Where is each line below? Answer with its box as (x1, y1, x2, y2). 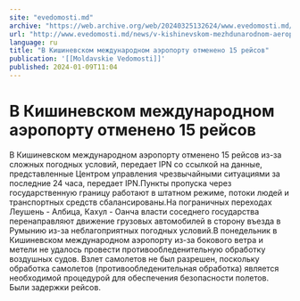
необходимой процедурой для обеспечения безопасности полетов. (9, 273, 270, 283)
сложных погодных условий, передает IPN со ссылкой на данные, (9, 159, 263, 169)
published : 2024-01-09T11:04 (9, 63, 118, 72)
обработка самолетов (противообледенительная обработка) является (9, 263, 279, 273)
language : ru (9, 37, 58, 47)
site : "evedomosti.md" (9, 12, 94, 22)
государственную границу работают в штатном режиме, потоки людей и (9, 187, 289, 198)
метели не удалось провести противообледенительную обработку (9, 244, 266, 255)
